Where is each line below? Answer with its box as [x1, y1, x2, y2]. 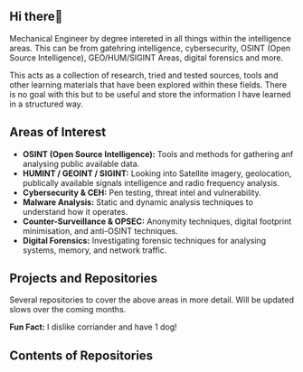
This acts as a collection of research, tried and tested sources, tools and [9, 70, 279, 80]
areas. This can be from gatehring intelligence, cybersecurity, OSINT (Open [9, 42, 291, 53]
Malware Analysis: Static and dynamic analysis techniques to [22, 196, 253, 208]
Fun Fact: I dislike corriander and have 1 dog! [9, 321, 178, 332]
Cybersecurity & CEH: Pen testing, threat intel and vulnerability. [22, 187, 261, 198]
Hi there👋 [9, 9, 63, 24]
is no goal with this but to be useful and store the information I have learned [9, 88, 291, 99]
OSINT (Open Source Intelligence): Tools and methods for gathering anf [22, 148, 294, 159]
